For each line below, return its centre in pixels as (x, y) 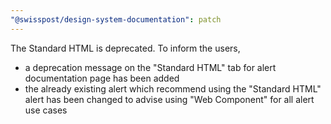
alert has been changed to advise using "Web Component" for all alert (169, 99)
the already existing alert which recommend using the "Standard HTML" (173, 88)
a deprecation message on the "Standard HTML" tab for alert (150, 67)
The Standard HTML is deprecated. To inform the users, (125, 48)
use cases (46, 110)
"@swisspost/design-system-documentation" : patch (116, 19)
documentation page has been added (102, 78)
